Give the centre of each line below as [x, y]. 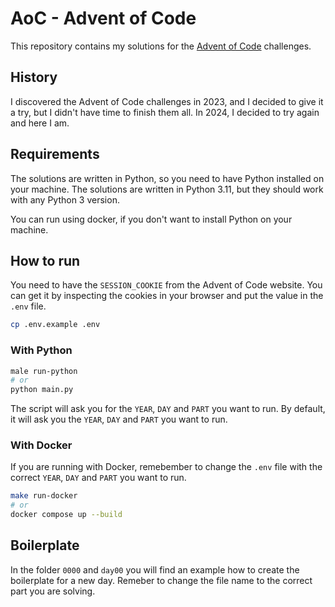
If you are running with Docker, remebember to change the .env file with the [166, 467]
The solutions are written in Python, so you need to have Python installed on [167, 178]
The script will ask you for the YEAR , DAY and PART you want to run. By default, [168, 409]
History [34, 77]
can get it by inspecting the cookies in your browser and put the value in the [167, 296]
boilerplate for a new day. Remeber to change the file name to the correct [161, 580]
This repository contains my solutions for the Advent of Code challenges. [161, 46]
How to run [45, 260]
